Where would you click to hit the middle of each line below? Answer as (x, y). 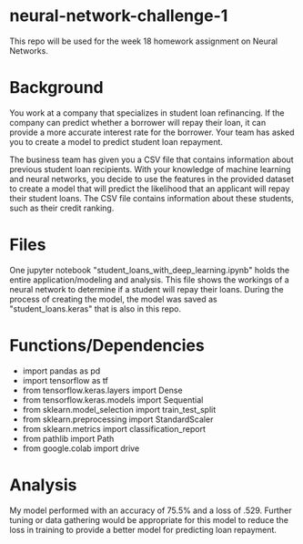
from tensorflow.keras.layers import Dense (103, 390)
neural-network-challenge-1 (119, 16)
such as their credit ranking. (62, 208)
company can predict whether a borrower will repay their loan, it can (138, 122)
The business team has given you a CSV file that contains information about (151, 159)
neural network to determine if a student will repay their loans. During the (146, 289)
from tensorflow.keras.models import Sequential (113, 400)
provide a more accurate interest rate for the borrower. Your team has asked (152, 132)
